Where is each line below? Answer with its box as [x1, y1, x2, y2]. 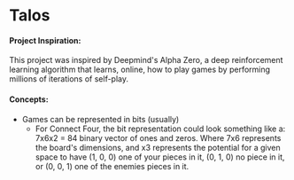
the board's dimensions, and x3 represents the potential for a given [35, 142, 281, 153]
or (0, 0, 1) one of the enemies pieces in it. [35, 160, 190, 171]
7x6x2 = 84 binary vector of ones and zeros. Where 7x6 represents [35, 132, 282, 143]
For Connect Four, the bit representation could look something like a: [35, 123, 286, 134]
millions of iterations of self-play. [9, 74, 129, 84]
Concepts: [9, 94, 49, 105]
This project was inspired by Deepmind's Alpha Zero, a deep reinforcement [9, 55, 283, 66]
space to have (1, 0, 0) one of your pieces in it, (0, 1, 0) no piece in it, [35, 152, 285, 162]
